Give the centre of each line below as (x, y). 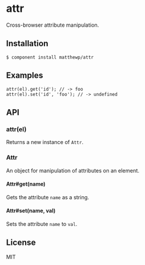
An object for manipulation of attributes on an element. (73, 170)
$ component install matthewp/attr (50, 57)
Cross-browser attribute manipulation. (53, 25)
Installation (27, 44)
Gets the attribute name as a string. (48, 197)
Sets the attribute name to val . (42, 224)
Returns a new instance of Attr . (45, 142)
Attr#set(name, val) (31, 211)
